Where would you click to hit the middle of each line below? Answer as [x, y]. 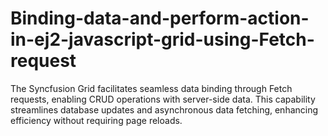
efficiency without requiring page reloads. [96, 120]
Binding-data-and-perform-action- [160, 18]
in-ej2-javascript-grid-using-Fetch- [162, 39]
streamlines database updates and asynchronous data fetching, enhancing [164, 109]
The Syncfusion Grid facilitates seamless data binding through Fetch [151, 88]
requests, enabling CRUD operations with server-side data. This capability [163, 99]
